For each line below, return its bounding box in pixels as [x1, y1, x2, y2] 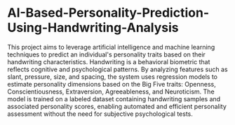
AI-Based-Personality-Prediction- [7, 5, 209, 21]
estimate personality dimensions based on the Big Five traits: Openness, [7, 80, 216, 88]
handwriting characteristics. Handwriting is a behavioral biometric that [7, 57, 210, 66]
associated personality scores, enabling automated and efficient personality [7, 102, 227, 110]
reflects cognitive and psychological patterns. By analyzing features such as [7, 65, 228, 73]
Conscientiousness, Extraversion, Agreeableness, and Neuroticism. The [7, 87, 215, 96]
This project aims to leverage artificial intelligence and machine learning [7, 43, 215, 51]
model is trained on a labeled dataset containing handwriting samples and [7, 94, 221, 103]
